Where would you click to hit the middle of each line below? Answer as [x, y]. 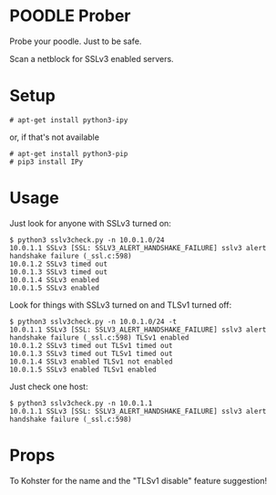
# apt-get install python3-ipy [69, 120]
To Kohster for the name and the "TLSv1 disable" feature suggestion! [138, 480]
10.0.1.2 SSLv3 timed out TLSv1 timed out [91, 345]
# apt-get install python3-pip [69, 153]
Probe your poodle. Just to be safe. [76, 41]
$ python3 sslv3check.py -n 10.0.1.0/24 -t [93, 321]
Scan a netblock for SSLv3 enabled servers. [92, 58]
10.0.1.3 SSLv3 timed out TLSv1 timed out [91, 353]
